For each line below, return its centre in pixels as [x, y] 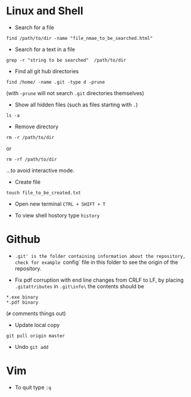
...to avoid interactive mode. [40, 170]
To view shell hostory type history [57, 215]
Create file [27, 182]
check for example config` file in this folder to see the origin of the [96, 262]
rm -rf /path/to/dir [32, 159]
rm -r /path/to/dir [30, 137]
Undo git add [32, 346]
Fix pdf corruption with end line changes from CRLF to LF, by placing [99, 280]
